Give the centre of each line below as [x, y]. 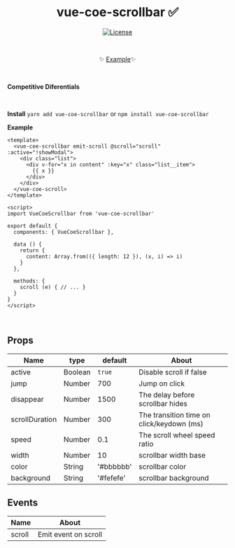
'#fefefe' [112, 478]
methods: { [29, 281]
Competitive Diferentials [44, 86]
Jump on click [162, 384]
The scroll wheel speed [177, 435]
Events [23, 503]
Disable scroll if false [173, 372]
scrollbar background [174, 478]
